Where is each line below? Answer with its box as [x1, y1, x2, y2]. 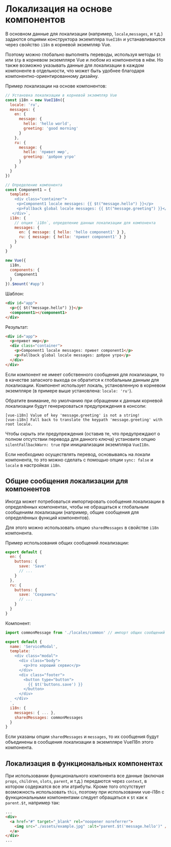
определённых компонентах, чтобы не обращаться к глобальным [5, 503, 149, 510]
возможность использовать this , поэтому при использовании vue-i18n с [5, 789, 164, 795]
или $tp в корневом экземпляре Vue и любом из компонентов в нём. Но [5, 57, 164, 63]
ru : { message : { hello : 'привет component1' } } [18, 235, 126, 240]
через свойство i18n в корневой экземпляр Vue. [5, 41, 111, 47]
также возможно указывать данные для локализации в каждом [5, 62, 144, 68]
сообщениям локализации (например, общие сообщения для [5, 509, 139, 515]
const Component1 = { [5, 187, 51, 192]
